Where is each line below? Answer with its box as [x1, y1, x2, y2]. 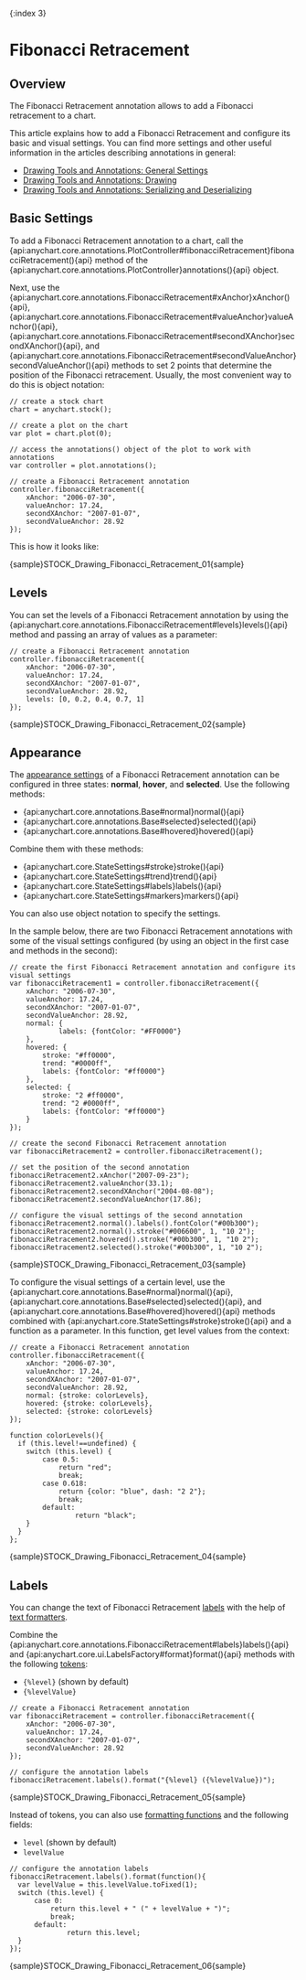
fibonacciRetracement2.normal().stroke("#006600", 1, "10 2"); [9, 1227, 256, 1236]
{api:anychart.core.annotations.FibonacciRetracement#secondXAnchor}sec [9, 330, 295, 341]
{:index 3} [9, 8, 47, 18]
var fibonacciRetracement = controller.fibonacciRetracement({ [9, 1712, 256, 1721]
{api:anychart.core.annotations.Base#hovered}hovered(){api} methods [9, 1306, 276, 1317]
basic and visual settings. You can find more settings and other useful [9, 137, 272, 148]
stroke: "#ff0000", [42, 1051, 117, 1060]
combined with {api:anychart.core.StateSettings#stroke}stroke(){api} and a [9, 1316, 292, 1327]
